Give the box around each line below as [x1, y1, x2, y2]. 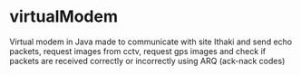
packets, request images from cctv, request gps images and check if [9, 45, 266, 56]
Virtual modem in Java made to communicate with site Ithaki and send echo [9, 36, 293, 47]
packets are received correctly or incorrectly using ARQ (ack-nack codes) [9, 55, 286, 66]
